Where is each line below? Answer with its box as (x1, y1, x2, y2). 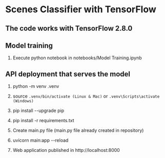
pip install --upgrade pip (12, 107, 65, 114)
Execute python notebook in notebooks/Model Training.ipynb (12, 55, 142, 61)
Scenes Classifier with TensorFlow (5, 4, 156, 15)
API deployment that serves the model (5, 70, 131, 78)
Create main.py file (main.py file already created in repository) (12, 127, 144, 133)
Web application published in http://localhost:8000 (12, 147, 120, 153)
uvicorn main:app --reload (12, 137, 69, 144)
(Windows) (12, 99, 34, 104)
